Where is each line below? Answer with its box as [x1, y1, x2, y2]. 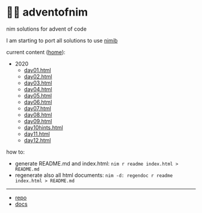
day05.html [23, 92, 52, 99]
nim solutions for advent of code [6, 25, 87, 32]
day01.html [23, 66, 51, 74]
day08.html [23, 111, 52, 118]
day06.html [23, 98, 52, 106]
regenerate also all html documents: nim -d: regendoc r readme [14, 171, 173, 179]
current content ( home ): [6, 48, 66, 56]
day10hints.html [23, 124, 63, 131]
